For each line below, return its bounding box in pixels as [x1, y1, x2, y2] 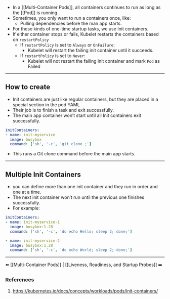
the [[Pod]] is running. [12, 10, 59, 16]
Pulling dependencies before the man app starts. [20, 20, 122, 26]
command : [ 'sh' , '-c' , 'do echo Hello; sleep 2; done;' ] [10, 229, 133, 234]
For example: [12, 205, 40, 211]
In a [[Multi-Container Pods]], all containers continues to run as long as [12, 5, 161, 10]
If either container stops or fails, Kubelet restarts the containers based [12, 31, 159, 37]
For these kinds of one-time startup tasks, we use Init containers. [12, 26, 149, 32]
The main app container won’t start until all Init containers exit [12, 112, 142, 118]
